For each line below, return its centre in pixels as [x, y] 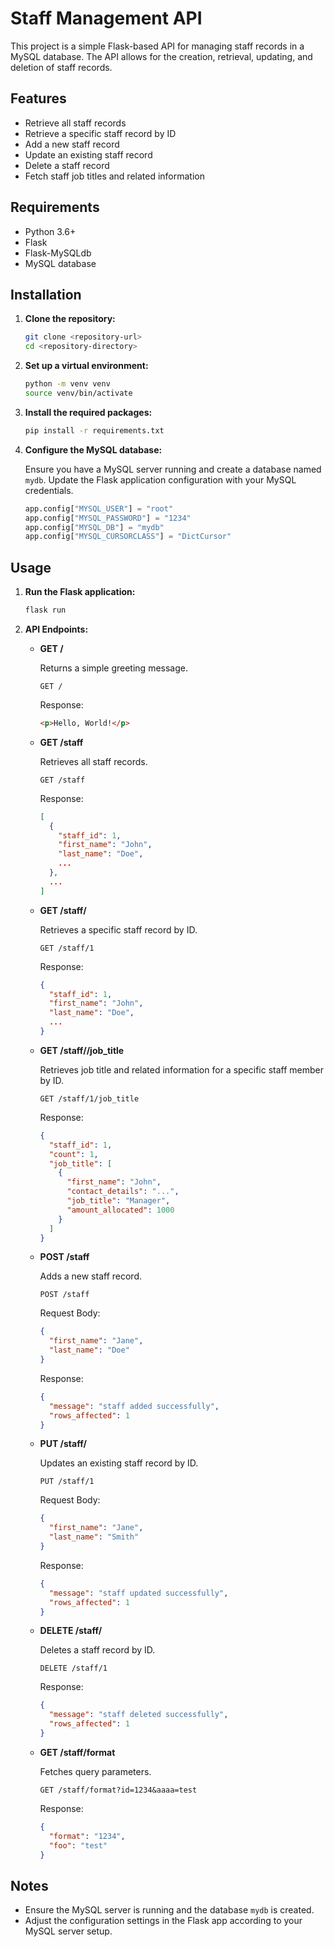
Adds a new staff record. [90, 1276]
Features [38, 98]
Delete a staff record [67, 165]
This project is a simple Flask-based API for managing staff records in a [157, 46]
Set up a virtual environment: [86, 366]
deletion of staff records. [61, 67]
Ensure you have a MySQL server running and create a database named [173, 469]
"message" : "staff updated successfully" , [138, 1593]
